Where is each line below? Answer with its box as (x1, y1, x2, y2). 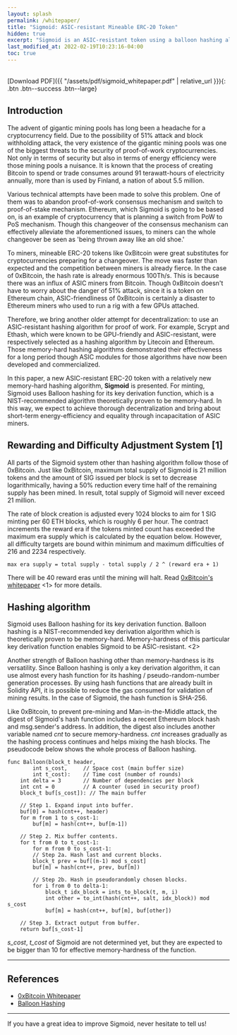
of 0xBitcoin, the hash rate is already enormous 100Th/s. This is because (7, 271, 219, 279)
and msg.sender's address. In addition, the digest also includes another (7, 722, 215, 731)
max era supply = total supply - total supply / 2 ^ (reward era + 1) (7, 560, 219, 568)
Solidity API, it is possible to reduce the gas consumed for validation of (7, 686, 213, 695)
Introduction (7, 105, 63, 117)
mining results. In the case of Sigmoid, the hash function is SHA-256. (7, 694, 208, 702)
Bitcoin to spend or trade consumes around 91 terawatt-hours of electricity (7, 168, 225, 177)
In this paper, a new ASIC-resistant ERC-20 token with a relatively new (7, 374, 212, 382)
